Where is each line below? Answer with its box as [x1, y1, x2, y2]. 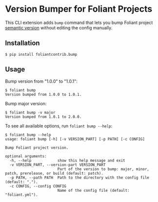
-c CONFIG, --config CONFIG [9, 183, 67, 189]
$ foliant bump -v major [5, 110, 56, 115]
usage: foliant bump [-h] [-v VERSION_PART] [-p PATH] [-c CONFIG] [5, 136, 145, 141]
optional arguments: [5, 154, 47, 158]
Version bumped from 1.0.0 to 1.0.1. [5, 92, 82, 97]
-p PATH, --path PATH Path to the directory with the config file [9, 175, 150, 180]
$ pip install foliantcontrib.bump [5, 52, 78, 57]
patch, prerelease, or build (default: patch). [5, 171, 104, 176]
